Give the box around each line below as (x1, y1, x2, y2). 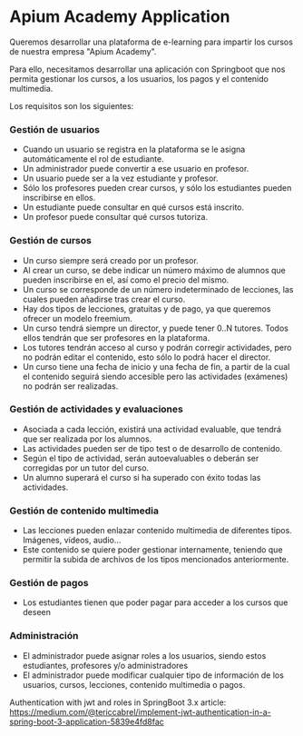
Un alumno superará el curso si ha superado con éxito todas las (22, 472, 261, 482)
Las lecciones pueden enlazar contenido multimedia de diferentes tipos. (22, 525, 292, 536)
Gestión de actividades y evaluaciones (9, 403, 183, 415)
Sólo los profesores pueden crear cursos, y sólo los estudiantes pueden (22, 183, 292, 194)
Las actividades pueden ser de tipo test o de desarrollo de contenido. (22, 443, 283, 453)
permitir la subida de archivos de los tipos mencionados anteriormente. (22, 554, 289, 565)
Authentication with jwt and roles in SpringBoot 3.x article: (9, 697, 227, 708)
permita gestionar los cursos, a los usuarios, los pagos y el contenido (9, 73, 269, 84)
